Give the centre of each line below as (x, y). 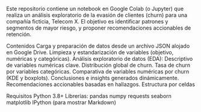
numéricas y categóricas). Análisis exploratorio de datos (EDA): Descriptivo (100, 59)
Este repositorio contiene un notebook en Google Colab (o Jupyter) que (95, 9)
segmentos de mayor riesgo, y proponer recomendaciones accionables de (99, 28)
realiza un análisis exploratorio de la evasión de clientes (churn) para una (97, 15)
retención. (19, 34)
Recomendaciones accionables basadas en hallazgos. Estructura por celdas (101, 84)
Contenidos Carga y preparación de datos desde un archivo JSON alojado (98, 46)
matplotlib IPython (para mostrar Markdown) (61, 102)
